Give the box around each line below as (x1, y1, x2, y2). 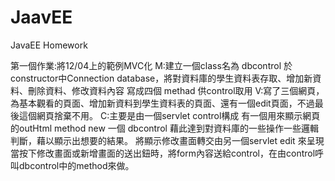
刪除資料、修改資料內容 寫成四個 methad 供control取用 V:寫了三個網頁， (27, 84, 325, 96)
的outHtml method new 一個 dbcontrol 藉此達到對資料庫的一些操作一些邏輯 (10, 122, 319, 134)
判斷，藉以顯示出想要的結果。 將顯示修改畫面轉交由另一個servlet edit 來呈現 (10, 134, 325, 146)
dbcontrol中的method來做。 (18, 159, 135, 171)
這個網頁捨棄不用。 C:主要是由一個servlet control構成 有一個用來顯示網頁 (18, 109, 321, 121)
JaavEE (10, 6, 73, 29)
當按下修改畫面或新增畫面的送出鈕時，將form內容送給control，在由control (10, 147, 316, 159)
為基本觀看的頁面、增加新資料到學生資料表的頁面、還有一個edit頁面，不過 (10, 97, 315, 109)
